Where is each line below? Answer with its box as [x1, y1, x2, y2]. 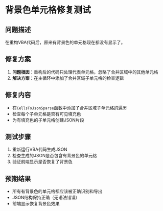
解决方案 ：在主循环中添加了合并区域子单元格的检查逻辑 [12, 75, 124, 81]
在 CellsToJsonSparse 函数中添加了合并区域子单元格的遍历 [12, 105, 127, 111]
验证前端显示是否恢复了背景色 [12, 159, 72, 164]
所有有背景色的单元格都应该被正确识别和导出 [12, 188, 103, 194]
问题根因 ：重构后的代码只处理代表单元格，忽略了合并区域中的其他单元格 [12, 69, 158, 75]
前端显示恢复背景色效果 [12, 201, 60, 207]
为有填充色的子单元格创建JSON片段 [12, 117, 85, 123]
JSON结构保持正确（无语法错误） [12, 194, 80, 201]
